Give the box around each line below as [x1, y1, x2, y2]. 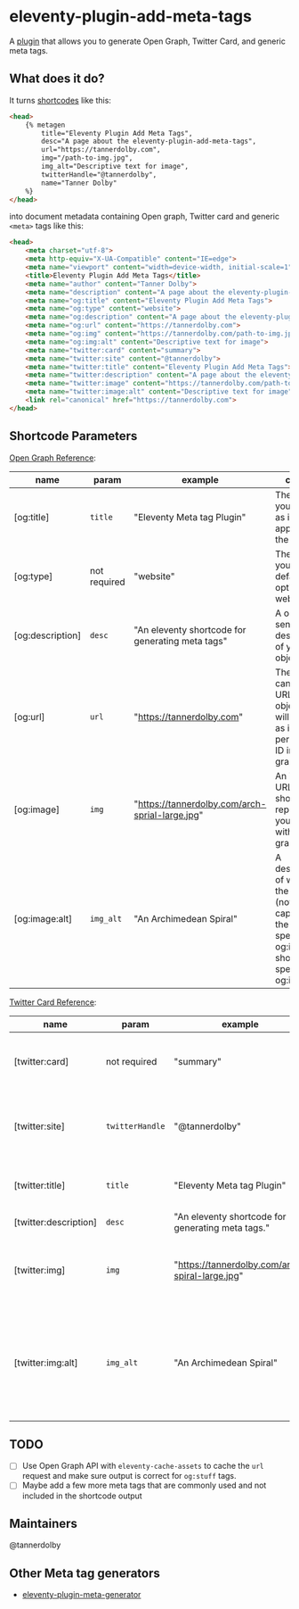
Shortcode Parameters [9, 428, 138, 444]
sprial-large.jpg [133, 809, 200, 821]
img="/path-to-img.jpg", [41, 153, 133, 162]
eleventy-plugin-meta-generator [21, 1589, 141, 1600]
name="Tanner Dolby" [41, 178, 117, 187]
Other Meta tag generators [9, 1565, 160, 1580]
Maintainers [9, 1515, 78, 1531]
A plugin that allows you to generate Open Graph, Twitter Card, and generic [9, 36, 287, 46]
